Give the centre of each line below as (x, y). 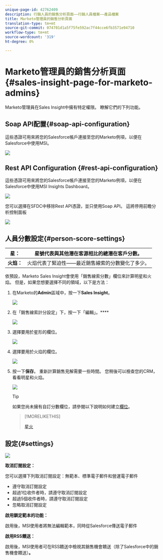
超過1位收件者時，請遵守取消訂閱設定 (49, 492)
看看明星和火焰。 (29, 378)
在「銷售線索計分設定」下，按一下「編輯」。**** (60, 312)
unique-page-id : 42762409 (31, 10)
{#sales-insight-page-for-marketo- (79, 82)
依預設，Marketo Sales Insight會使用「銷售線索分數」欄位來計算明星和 (76, 276)
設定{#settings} (29, 443)
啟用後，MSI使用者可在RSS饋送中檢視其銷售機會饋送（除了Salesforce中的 (80, 546)
